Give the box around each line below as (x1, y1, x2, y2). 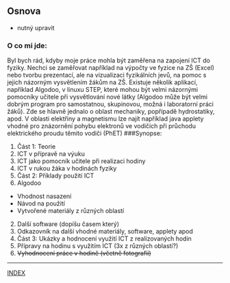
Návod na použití (16, 199, 65, 208)
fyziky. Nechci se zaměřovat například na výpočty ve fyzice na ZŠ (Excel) (7, 64, 214, 72)
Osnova (7, 5, 41, 17)
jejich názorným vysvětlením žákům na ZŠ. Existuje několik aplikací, (7, 78, 198, 86)
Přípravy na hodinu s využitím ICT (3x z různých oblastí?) (16, 242, 179, 250)
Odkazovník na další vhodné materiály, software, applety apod (16, 227, 194, 236)
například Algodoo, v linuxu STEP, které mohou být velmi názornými (7, 86, 199, 94)
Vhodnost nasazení (16, 192, 72, 201)
